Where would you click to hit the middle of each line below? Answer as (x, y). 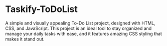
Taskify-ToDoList (41, 9)
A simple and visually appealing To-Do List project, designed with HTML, (80, 23)
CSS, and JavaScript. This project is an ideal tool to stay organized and (78, 28)
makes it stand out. (25, 39)
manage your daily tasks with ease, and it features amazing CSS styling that (83, 33)
